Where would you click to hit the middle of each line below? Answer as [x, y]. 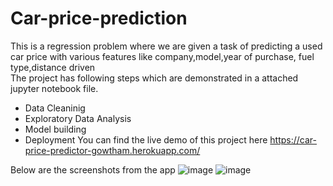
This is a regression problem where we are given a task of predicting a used [166, 46]
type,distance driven [53, 67]
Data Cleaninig [55, 108]
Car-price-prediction [99, 18]
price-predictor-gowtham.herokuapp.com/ [112, 150]
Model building [55, 129]
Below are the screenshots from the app [93, 169]
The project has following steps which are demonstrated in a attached [154, 78]
